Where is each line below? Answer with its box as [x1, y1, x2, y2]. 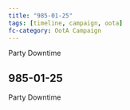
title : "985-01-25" [8, 11, 73, 20]
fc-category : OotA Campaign [8, 26, 102, 34]
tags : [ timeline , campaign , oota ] [8, 19, 124, 27]
